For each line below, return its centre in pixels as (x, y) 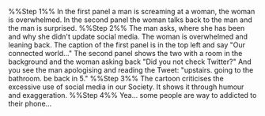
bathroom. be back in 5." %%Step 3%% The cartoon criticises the (116, 79)
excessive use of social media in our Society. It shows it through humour (126, 87)
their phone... (30, 103)
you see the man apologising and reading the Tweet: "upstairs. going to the (131, 70)
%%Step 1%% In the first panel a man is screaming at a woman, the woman (132, 11)
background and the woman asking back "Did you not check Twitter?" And (130, 62)
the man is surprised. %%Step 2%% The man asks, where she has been (127, 28)
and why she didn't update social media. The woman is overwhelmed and (128, 36)
